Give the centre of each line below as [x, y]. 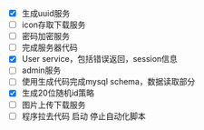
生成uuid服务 [46, 13]
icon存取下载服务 [53, 25]
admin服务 [41, 70]
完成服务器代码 [49, 47]
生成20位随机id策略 [58, 93]
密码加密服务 [45, 36]
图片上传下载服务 [53, 105]
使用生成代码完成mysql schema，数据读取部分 [108, 82]
